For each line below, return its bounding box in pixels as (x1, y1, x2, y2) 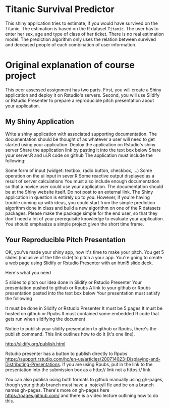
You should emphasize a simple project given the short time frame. (5, 221, 144, 227)
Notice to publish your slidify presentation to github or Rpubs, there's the (5, 325, 157, 331)
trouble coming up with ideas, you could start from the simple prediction (5, 199, 155, 205)
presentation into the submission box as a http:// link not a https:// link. (5, 367, 152, 373)
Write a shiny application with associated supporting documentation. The (5, 131, 157, 137)
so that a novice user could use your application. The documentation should (5, 183, 163, 190)
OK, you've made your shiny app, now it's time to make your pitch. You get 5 (5, 249, 164, 255)
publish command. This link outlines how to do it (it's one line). (5, 331, 135, 337)
